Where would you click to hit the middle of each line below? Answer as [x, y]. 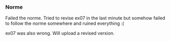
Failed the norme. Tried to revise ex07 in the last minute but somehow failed [85, 18]
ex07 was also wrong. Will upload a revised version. [60, 33]
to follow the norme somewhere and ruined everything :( [65, 23]
